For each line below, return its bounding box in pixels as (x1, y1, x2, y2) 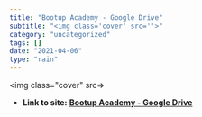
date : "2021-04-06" (9, 47, 83, 56)
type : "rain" (9, 55, 59, 64)
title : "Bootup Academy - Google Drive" (9, 13, 164, 22)
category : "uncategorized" (9, 30, 111, 39)
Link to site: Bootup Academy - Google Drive (22, 97, 193, 108)
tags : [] (9, 38, 42, 48)
